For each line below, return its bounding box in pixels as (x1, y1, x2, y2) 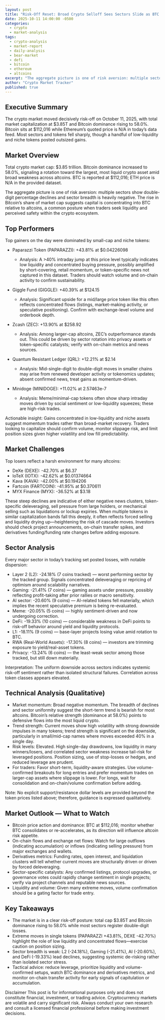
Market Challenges (5, 445, 65, 453)
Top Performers (5, 224, 55, 233)
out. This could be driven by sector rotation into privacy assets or (19, 336, 152, 342)
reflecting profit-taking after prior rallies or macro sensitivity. (12, 592, 135, 598)
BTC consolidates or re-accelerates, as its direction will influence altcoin (12, 827, 159, 833)
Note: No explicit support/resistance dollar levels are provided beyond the (5, 790, 155, 796)
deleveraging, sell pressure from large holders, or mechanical (22, 503, 147, 509)
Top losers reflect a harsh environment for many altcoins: (5, 458, 121, 464)
